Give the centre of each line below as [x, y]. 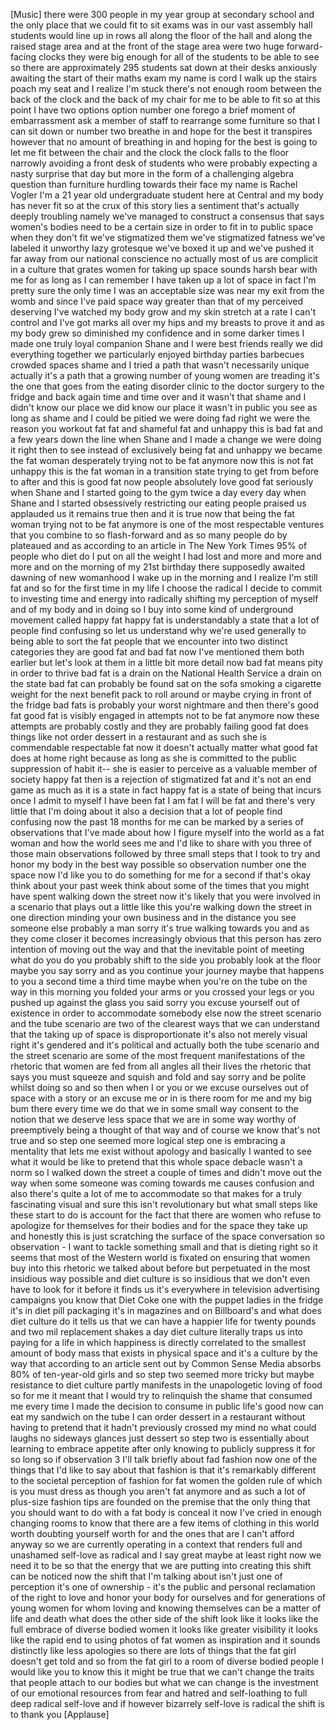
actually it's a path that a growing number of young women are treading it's [165, 375]
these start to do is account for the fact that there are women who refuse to [166, 1215]
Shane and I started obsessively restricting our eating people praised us [158, 503]
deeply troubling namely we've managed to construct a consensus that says [167, 216]
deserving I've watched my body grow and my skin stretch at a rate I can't [163, 312]
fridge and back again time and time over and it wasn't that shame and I [158, 397]
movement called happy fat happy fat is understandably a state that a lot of [165, 620]
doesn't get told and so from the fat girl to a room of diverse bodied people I [167, 1661]
